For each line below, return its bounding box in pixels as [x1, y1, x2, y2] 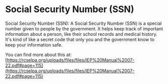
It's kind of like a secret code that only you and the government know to [5, 36, 155, 43]
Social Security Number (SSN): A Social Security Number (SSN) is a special [5, 20, 162, 26]
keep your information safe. [5, 41, 63, 48]
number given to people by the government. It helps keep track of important [5, 25, 163, 31]
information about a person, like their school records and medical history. [5, 31, 157, 37]
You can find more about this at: [5, 52, 72, 58]
